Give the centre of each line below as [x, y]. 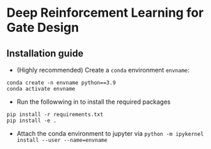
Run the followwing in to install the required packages [94, 102]
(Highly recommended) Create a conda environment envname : [103, 70]
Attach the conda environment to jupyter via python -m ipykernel [110, 133]
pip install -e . [32, 120]
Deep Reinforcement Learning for [105, 13]
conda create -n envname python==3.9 [61, 83]
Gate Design [43, 28]
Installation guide [45, 53]
